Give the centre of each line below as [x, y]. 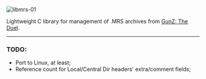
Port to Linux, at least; [43, 63]
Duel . [13, 28]
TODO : [17, 49]
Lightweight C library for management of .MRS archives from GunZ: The [97, 21]
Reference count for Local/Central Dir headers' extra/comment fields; [103, 69]
